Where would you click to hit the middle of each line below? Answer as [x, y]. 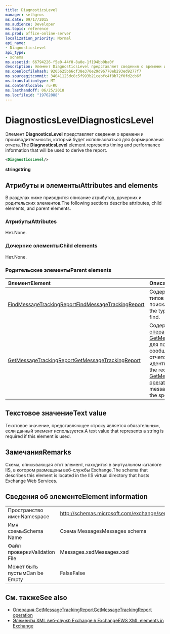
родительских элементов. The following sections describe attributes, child [83, 203]
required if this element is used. [38, 436]
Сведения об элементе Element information [77, 497]
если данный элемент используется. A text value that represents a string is [84, 431]
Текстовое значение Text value [56, 413]
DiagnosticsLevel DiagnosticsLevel [80, 120]
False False [73, 573]
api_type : [16, 52]
